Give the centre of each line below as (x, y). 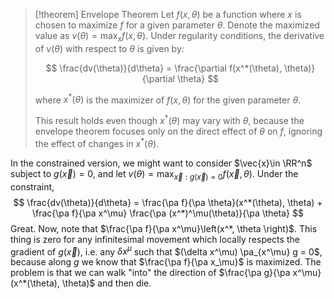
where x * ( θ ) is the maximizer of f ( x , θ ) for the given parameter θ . (168, 99)
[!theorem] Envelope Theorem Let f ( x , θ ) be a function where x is (168, 14)
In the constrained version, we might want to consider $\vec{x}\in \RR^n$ (161, 163)
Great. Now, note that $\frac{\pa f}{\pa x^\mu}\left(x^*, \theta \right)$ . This (164, 228)
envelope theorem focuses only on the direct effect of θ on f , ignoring (178, 131)
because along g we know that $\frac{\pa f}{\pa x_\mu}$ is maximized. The (166, 262)
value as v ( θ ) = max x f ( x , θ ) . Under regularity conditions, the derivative (179, 37)
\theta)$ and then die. (106, 283)
